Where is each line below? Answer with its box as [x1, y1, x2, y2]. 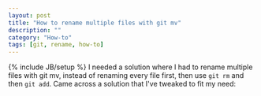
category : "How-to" [8, 33, 73, 42]
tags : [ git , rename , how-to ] [8, 41, 104, 49]
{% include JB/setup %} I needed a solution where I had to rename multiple [8, 62, 253, 72]
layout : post [8, 11, 51, 20]
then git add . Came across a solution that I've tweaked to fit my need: [8, 79, 237, 89]
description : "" [8, 26, 62, 34]
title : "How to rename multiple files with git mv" [8, 19, 181, 27]
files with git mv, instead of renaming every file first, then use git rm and [8, 71, 244, 80]
